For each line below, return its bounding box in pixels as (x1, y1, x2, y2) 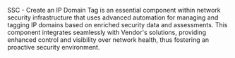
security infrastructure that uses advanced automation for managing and (7, 13, 219, 22)
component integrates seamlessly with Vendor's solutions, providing (7, 28, 207, 36)
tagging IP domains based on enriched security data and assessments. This (7, 21, 228, 29)
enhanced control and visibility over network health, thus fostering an (7, 36, 210, 44)
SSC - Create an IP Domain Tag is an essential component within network (7, 6, 221, 14)
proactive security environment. (7, 43, 100, 51)
